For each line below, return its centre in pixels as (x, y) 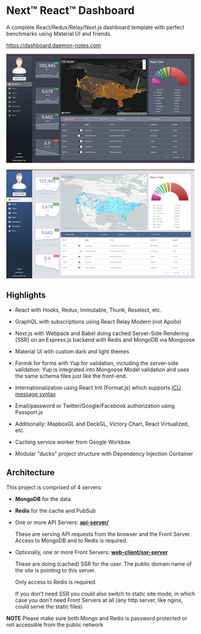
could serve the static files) (49, 606)
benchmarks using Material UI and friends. (59, 33)
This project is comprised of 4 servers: (54, 487)
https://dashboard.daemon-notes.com (54, 45)
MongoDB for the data (43, 499)
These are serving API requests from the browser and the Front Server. (103, 534)
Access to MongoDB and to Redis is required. (71, 540)
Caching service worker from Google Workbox (73, 442)
